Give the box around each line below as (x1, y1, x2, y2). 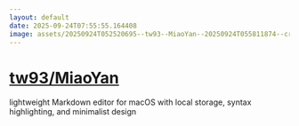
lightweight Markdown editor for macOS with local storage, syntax (9, 97, 252, 107)
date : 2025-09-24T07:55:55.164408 (9, 21, 138, 30)
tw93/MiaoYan (9, 67, 119, 88)
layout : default (9, 12, 69, 22)
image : (9, 29, 34, 38)
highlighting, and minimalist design (9, 106, 137, 117)
